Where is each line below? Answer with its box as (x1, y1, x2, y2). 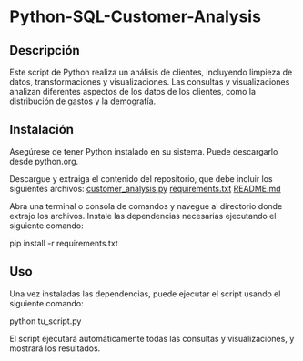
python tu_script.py (9, 316, 82, 326)
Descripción (9, 43, 80, 58)
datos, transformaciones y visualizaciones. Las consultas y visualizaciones (9, 76, 290, 87)
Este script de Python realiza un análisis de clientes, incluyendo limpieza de (9, 66, 293, 77)
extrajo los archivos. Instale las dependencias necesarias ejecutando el (9, 210, 277, 221)
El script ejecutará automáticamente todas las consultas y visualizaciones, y (9, 333, 295, 344)
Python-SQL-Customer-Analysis (9, 6, 262, 27)
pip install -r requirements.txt (9, 237, 118, 248)
